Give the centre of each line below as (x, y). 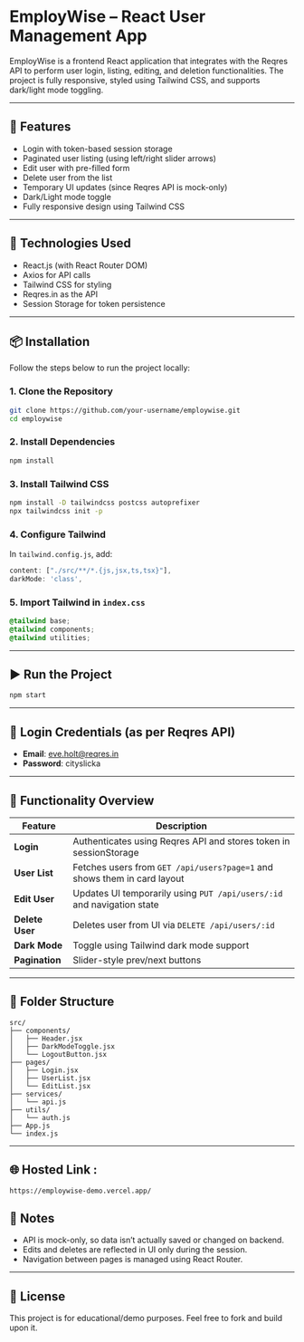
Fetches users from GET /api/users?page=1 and (173, 867)
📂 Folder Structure (62, 1002)
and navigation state (116, 905)
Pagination (38, 960)
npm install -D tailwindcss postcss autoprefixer (105, 503)
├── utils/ (30, 1110)
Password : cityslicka (62, 763)
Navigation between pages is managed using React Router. (133, 1260)
